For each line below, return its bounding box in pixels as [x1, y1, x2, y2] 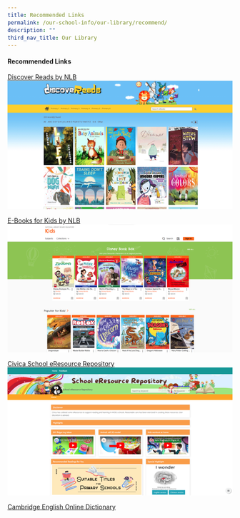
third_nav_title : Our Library [7, 34, 98, 41]
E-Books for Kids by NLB [7, 216, 81, 225]
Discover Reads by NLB [7, 73, 77, 81]
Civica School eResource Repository [7, 360, 115, 368]
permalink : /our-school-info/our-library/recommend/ [7, 19, 168, 26]
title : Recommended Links [7, 11, 84, 19]
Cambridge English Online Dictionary [7, 502, 116, 511]
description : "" [7, 26, 56, 34]
